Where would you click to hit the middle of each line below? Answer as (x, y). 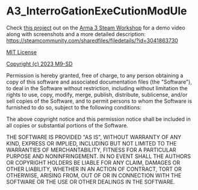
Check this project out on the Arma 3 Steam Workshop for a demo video (96, 28)
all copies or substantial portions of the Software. (67, 125)
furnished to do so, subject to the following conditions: (74, 107)
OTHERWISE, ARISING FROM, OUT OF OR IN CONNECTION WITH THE (94, 175)
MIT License (22, 52)
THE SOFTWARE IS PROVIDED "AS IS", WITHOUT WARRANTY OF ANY (94, 137)
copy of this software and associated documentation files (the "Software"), (99, 82)
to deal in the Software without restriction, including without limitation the (97, 88)
